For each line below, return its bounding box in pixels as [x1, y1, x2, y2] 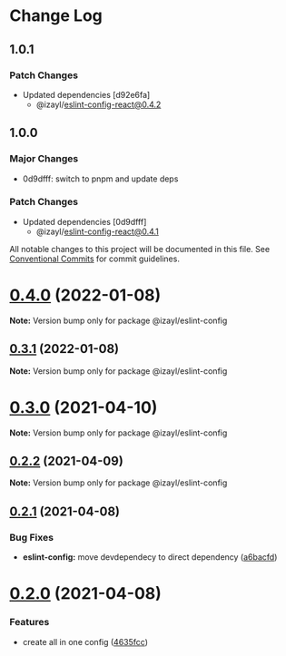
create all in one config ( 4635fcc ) [22, 636, 148, 647]
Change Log [9, 5, 103, 26]
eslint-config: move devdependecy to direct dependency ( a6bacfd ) [22, 552, 278, 563]
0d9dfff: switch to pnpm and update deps [22, 173, 179, 184]
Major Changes [9, 152, 79, 165]
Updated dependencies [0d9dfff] [22, 216, 147, 227]
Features [9, 616, 50, 629]
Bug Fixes [9, 531, 54, 543]
